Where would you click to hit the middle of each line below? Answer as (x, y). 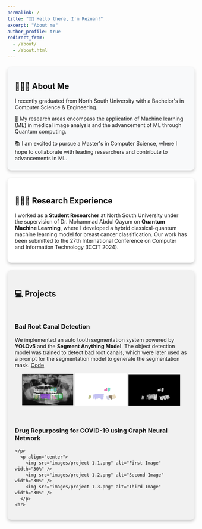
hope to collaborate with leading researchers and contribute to (91, 151)
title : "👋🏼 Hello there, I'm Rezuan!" (55, 19)
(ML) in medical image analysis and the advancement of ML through (98, 125)
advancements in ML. (41, 158)
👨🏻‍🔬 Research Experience (64, 201)
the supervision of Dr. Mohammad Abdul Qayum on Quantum (90, 221)
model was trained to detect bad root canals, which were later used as (101, 352)
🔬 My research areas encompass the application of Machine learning (99, 119)
